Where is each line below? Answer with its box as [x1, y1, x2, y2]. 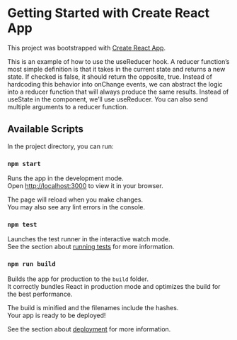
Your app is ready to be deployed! [7, 311, 106, 319]
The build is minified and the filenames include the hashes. [7, 303, 179, 312]
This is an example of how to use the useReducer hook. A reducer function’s [7, 57, 230, 65]
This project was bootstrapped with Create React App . [7, 43, 166, 52]
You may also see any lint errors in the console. [7, 203, 145, 212]
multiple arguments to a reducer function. [7, 102, 129, 111]
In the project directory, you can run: [7, 142, 114, 150]
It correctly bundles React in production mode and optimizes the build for [7, 282, 221, 290]
